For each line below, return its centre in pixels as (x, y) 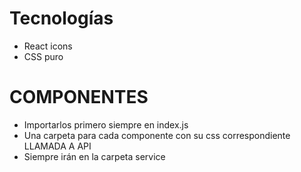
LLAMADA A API (57, 146)
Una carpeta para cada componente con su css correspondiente (157, 135)
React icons (48, 46)
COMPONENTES (79, 97)
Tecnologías (61, 18)
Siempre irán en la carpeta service (94, 156)
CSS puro (43, 56)
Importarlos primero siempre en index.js (106, 124)
